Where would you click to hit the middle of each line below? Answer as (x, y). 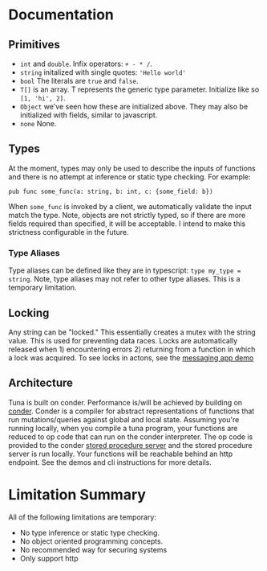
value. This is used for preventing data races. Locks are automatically (123, 340)
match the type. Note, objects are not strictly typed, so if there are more (127, 215)
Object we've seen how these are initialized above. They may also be (134, 107)
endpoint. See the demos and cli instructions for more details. (110, 462)
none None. (38, 123)
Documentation (61, 15)
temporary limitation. (42, 288)
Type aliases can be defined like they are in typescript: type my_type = (125, 270)
